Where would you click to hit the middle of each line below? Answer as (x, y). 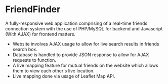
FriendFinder (33, 9)
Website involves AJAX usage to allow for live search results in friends (86, 44)
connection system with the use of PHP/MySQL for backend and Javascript (84, 28)
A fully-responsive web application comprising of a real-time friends (76, 23)
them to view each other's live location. (53, 71)
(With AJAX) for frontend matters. (40, 34)
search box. (25, 49)
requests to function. (34, 60)
